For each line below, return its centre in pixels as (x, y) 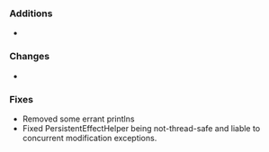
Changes (30, 57)
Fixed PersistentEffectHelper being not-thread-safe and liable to (141, 128)
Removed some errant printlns (78, 119)
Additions (31, 13)
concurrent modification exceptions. (90, 138)
